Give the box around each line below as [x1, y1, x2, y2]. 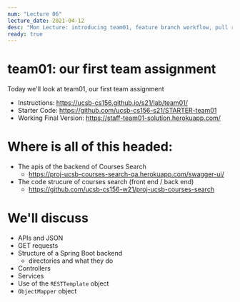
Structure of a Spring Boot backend [17, 249, 123, 258]
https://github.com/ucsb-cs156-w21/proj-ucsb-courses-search [28, 185, 215, 193]
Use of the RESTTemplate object [17, 279, 109, 288]
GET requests [17, 241, 59, 250]
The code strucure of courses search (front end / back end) [17, 178, 194, 186]
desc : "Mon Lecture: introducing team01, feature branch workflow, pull [7, 24, 229, 31]
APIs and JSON [17, 233, 64, 243]
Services [17, 272, 44, 281]
